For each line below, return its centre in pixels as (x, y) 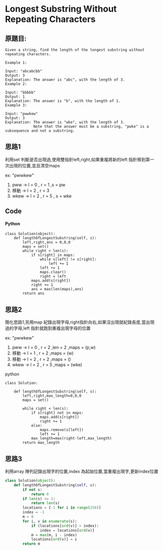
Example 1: (16, 63)
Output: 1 (15, 97)
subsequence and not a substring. (40, 131)
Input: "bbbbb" (20, 92)
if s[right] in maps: (53, 255)
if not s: (32, 490)
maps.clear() (53, 272)
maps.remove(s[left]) (62, 430)
